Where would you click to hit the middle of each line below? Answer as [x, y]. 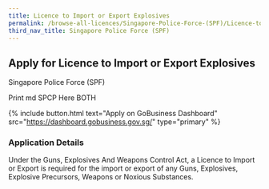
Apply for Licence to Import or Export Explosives [132, 63]
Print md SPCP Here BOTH [52, 98]
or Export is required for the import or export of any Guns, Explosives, [123, 168]
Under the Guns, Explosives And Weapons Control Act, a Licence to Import [132, 160]
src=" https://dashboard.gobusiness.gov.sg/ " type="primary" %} [115, 122]
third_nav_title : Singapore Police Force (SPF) [89, 30]
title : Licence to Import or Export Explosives [89, 16]
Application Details [46, 143]
